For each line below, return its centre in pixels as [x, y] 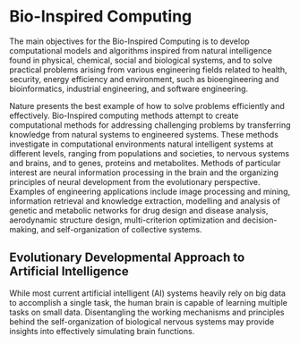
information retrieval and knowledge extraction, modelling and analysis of [145, 201]
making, [24, 229]
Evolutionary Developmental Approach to [127, 258]
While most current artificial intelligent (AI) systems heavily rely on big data [148, 293]
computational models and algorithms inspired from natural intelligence [141, 50]
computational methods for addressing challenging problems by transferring [150, 125]
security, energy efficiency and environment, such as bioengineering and [144, 79]
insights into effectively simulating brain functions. [102, 331]
